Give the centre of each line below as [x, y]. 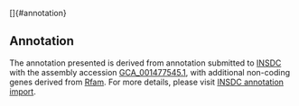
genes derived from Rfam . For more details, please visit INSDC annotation [147, 82]
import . [23, 91]
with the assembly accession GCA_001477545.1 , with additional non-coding [150, 72]
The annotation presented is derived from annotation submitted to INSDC [145, 63]
